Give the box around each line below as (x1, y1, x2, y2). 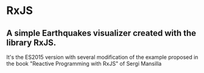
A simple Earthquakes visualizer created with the (6, 28, 197, 38)
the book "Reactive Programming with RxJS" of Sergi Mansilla (6, 60, 162, 67)
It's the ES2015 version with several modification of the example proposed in (6, 54, 199, 61)
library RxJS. (6, 37, 57, 47)
